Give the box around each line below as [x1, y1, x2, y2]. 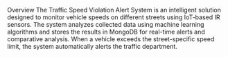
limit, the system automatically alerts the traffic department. [7, 43, 178, 50]
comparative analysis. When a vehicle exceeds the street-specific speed [7, 35, 215, 43]
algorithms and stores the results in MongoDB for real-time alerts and [7, 27, 206, 36]
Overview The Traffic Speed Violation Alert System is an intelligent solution [7, 6, 222, 14]
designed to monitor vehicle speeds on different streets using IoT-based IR [7, 13, 220, 21]
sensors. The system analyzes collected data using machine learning [7, 21, 204, 28]
